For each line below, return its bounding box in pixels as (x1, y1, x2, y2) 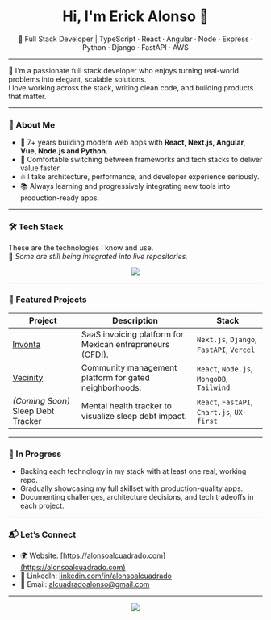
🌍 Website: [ (19, 551, 64, 560)
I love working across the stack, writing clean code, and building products (8, 82, 254, 92)
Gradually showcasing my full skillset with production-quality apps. (19, 484, 244, 493)
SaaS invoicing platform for (81, 329, 184, 340)
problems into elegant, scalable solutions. (8, 74, 147, 84)
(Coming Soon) (12, 395, 71, 406)
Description (112, 315, 159, 326)
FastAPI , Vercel (196, 343, 256, 354)
